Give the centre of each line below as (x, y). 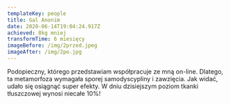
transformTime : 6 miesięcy (46, 39)
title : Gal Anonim (34, 20)
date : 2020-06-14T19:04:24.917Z (54, 26)
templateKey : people (37, 13)
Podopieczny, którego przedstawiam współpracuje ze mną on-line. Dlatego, (115, 71)
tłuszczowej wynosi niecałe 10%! (54, 93)
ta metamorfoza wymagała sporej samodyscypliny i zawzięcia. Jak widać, (113, 79)
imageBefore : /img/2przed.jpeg (52, 45)
